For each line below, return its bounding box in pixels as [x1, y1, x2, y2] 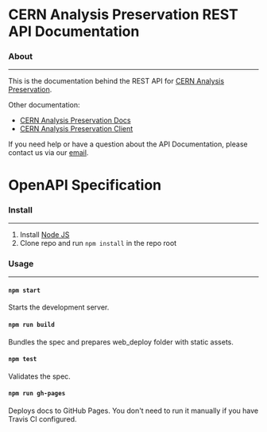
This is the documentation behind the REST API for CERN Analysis [8, 76, 225, 86]
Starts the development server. [8, 302, 110, 312]
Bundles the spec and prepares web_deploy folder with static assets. [8, 337, 234, 347]
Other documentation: [8, 100, 81, 110]
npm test [8, 356, 37, 364]
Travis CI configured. [8, 414, 77, 424]
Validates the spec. [8, 372, 72, 381]
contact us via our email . [8, 148, 89, 158]
